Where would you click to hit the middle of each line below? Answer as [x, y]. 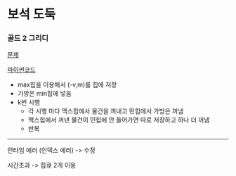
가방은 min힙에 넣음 [44, 94]
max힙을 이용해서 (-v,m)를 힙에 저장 [67, 84]
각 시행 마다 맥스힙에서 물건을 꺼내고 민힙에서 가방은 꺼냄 [106, 111]
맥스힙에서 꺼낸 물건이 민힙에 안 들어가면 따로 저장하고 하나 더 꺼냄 [119, 120]
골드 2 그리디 [28, 38]
